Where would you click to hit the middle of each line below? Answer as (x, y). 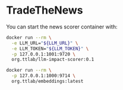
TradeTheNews (45, 10)
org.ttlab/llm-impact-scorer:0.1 (53, 60)
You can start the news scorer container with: (62, 27)
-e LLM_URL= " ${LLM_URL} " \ (45, 43)
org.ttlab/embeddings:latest (48, 81)
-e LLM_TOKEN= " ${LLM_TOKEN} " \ (50, 49)
